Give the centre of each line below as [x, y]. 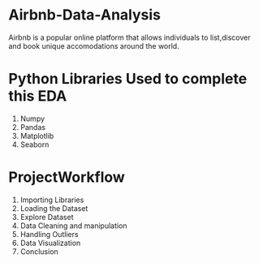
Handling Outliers [49, 234]
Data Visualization [50, 243]
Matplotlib [37, 136]
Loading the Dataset [54, 208]
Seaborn [35, 144]
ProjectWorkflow [67, 177]
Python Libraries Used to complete [128, 79]
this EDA [38, 96]
